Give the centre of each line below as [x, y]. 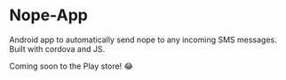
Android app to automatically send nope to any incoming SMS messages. [143, 40]
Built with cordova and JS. [57, 48]
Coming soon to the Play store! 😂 [71, 66]
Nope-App [49, 15]
